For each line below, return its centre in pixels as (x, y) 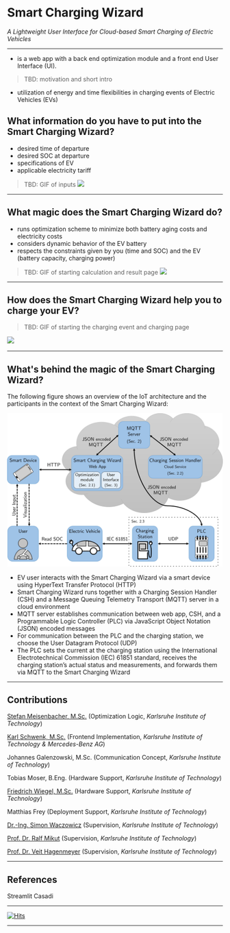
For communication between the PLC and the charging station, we (110, 636)
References (32, 879)
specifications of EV (45, 163)
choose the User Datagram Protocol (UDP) (77, 643)
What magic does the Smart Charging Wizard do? (115, 213)
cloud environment (43, 606)
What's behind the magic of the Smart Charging (111, 369)
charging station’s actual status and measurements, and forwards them (117, 664)
